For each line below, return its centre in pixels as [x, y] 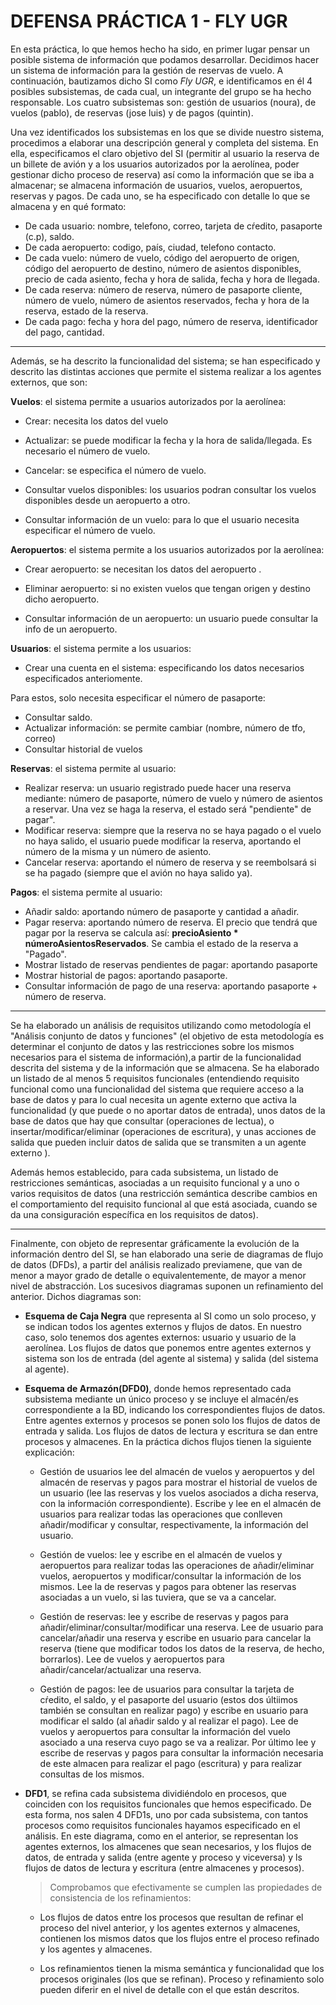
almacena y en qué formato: [68, 206]
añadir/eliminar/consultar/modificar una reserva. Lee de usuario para [181, 1627]
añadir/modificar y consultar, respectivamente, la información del [174, 1524]
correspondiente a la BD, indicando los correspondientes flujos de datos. [175, 1409]
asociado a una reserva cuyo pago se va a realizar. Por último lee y [178, 1742]
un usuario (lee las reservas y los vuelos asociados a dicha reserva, [179, 1492]
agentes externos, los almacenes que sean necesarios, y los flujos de [168, 1846]
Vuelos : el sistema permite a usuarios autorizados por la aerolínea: [148, 401]
